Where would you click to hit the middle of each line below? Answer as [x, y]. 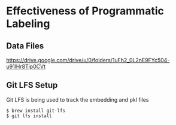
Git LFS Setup [32, 85]
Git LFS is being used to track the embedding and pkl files [78, 99]
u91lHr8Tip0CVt [26, 66]
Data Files [25, 46]
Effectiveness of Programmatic [85, 11]
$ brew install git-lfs [36, 111]
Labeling [28, 24]
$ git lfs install [29, 116]
